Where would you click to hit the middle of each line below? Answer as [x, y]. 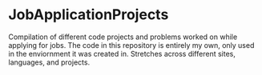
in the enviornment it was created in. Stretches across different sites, [122, 53]
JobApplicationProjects [89, 15]
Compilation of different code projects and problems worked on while [123, 37]
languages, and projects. [49, 62]
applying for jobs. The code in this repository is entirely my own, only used [131, 45]
